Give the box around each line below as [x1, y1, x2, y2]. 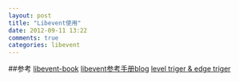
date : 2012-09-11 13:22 [8, 26, 88, 34]
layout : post [8, 11, 52, 20]
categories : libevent [8, 41, 81, 49]
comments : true [8, 33, 59, 42]
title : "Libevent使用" [8, 19, 82, 27]
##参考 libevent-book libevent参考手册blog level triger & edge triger [8, 64, 231, 74]
